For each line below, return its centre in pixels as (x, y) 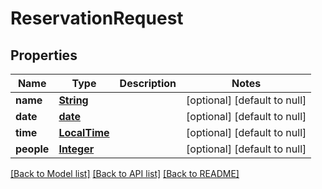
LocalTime (84, 132)
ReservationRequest (97, 18)
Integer (76, 149)
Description (148, 83)
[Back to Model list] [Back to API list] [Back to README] (125, 173)
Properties (44, 55)
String (73, 100)
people (32, 149)
